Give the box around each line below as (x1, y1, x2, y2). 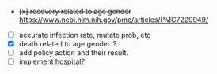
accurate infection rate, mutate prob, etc (18, 31, 151, 39)
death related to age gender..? (18, 39, 117, 49)
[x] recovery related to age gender (18, 7, 131, 16)
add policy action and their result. (18, 48, 128, 57)
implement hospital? (18, 57, 85, 66)
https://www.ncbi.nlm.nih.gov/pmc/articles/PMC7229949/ (18, 15, 209, 24)
